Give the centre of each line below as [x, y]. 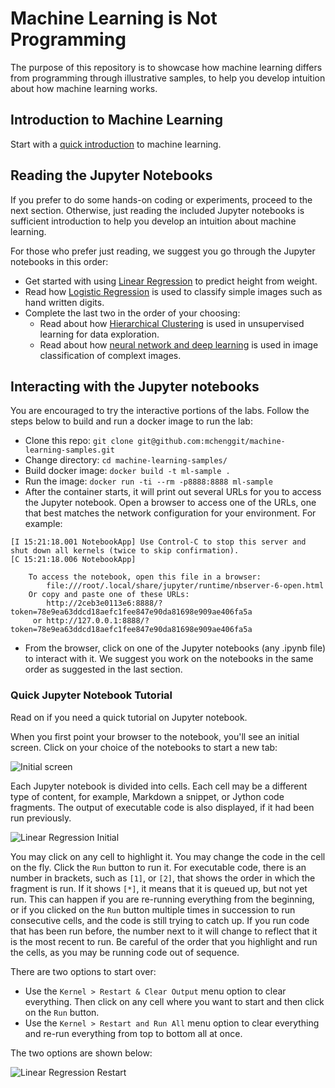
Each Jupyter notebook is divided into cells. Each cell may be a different [159, 786]
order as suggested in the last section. [103, 669]
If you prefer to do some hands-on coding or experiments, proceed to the [161, 199]
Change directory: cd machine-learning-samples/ [126, 460]
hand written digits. [64, 302]
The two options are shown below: [81, 1053]
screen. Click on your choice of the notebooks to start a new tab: [144, 747]
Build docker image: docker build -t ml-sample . [127, 471]
